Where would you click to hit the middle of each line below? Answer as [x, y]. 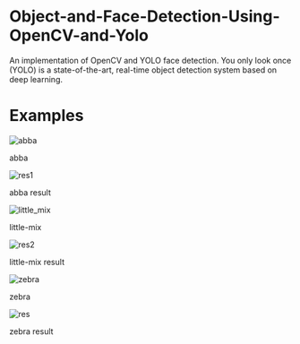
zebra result [31, 331]
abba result [30, 192]
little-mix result [37, 262]
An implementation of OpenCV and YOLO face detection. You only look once [150, 60]
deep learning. [36, 79]
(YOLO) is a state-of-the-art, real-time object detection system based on [143, 70]
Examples [47, 116]
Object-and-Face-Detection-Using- [145, 17]
